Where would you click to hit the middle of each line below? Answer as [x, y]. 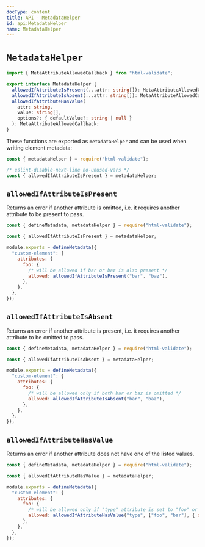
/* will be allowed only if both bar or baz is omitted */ [105, 393]
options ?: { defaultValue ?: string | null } [75, 118]
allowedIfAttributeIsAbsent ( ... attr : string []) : [75, 95]
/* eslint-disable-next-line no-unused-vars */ [68, 170]
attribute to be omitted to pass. [45, 337]
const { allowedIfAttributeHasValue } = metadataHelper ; [80, 476]
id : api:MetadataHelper [37, 23]
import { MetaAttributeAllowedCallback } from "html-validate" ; [90, 73]
